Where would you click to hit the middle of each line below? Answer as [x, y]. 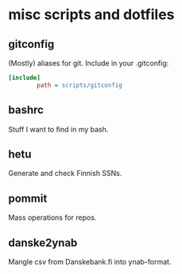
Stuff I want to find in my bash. [58, 129]
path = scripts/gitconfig [80, 85]
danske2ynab [43, 243]
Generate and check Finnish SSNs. [65, 174]
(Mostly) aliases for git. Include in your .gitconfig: [89, 63]
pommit [28, 198]
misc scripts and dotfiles [91, 15]
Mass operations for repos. [52, 217]
